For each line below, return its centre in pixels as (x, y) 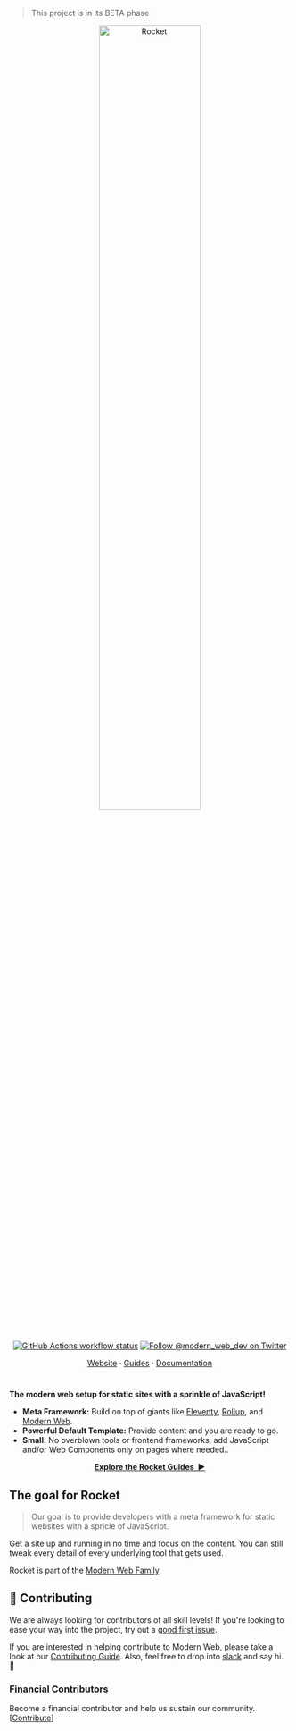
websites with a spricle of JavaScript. (100, 1526)
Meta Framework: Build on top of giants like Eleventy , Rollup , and (142, 1412)
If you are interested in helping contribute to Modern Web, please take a (141, 1647)
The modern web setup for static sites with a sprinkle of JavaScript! (137, 1395)
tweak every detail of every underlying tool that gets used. (117, 1553)
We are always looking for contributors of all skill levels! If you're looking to (147, 1620)
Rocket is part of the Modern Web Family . (86, 1570)
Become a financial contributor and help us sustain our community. (132, 1709)
